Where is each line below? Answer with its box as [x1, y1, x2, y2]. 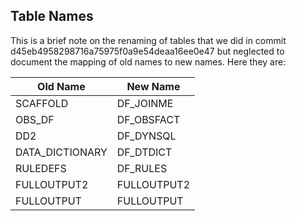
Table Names [10, 8, 94, 25]
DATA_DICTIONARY [15, 145, 108, 159]
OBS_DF [15, 112, 55, 126]
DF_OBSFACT [116, 112, 181, 126]
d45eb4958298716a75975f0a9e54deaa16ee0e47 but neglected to [10, 45, 285, 57]
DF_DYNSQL [116, 129, 177, 143]
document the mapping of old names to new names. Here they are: [10, 55, 287, 68]
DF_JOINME [116, 96, 174, 110]
